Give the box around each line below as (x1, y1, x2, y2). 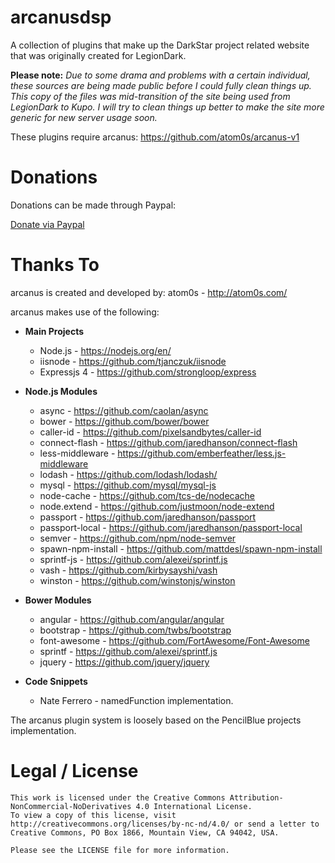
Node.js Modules (24, 385, 98, 397)
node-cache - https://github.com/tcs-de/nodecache (39, 489, 256, 501)
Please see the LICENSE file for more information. (10, 845, 230, 855)
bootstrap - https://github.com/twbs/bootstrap (39, 624, 232, 636)
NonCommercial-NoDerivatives (10, 801, 132, 811)
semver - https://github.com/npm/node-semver (39, 532, 237, 544)
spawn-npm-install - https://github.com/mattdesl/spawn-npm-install (39, 542, 323, 555)
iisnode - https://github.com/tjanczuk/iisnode (39, 355, 227, 367)
